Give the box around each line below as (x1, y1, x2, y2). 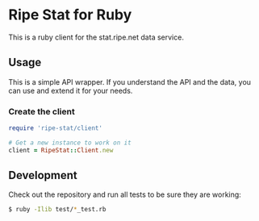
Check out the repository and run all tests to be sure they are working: (8, 190, 242, 199)
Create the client (8, 106, 75, 117)
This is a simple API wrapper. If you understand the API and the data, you (8, 77, 252, 86)
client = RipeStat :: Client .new (8, 146, 114, 154)
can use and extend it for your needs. (8, 85, 133, 95)
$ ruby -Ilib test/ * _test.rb (8, 206, 107, 214)
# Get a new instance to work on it (8, 139, 132, 147)
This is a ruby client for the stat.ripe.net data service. (8, 32, 184, 42)
